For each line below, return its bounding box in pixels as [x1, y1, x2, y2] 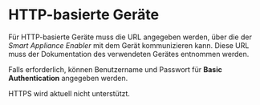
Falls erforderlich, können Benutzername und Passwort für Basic [8, 64, 222, 74]
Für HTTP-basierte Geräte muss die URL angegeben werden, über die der [8, 32, 253, 42]
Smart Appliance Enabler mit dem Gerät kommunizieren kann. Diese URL [8, 40, 250, 50]
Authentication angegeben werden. [8, 73, 128, 83]
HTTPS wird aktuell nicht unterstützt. [8, 88, 131, 98]
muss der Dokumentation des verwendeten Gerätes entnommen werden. [8, 49, 250, 59]
